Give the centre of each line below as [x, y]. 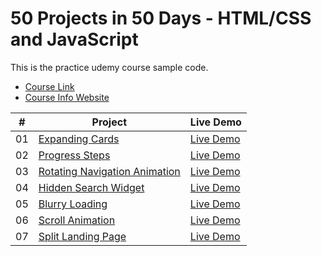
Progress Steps [74, 155]
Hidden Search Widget [91, 187]
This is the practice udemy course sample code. [109, 67]
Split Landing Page [82, 236]
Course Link [49, 86]
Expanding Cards [79, 139]
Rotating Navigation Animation [109, 171]
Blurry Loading [73, 204]
